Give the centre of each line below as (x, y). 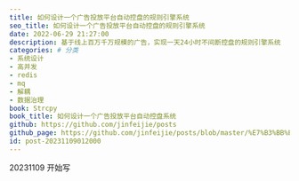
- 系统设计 (27, 59)
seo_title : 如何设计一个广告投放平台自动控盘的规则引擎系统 (108, 26)
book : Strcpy (33, 108)
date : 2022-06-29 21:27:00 (59, 34)
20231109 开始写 (40, 167)
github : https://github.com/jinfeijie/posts (93, 125)
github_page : (33, 133)
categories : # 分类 (44, 51)
